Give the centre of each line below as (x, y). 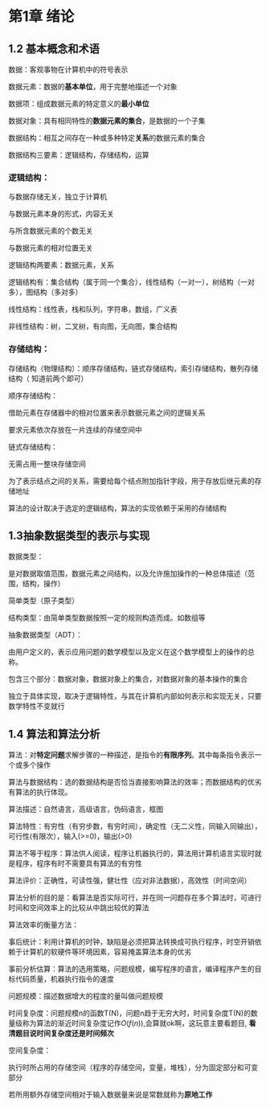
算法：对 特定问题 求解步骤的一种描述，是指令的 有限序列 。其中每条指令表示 (131, 755)
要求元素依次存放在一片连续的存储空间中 (75, 429)
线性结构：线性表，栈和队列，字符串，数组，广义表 (93, 310)
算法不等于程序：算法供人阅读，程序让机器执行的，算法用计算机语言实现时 (131, 854)
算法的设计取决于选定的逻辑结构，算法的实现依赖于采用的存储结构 (117, 508)
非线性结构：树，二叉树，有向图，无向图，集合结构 (93, 326)
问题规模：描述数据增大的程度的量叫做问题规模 (86, 996)
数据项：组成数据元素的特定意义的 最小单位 (79, 104)
